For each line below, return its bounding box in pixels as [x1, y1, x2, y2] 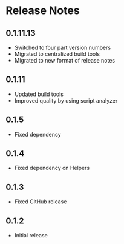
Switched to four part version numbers [14, 44, 111, 51]
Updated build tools [14, 90, 64, 98]
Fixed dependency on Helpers [14, 164, 90, 172]
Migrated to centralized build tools [14, 50, 100, 58]
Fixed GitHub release [14, 198, 67, 205]
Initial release [14, 232, 48, 239]
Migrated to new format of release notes [14, 57, 116, 64]
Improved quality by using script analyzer [14, 97, 118, 104]
